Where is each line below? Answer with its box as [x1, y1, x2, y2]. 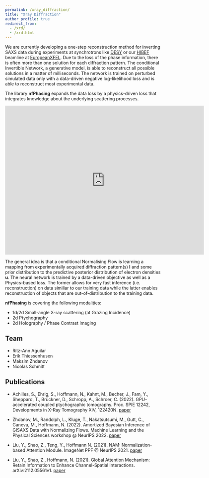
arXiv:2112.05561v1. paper [12, 467, 66, 473]
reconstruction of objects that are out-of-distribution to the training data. [5, 290, 154, 296]
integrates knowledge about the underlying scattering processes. [5, 96, 139, 102]
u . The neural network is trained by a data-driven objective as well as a [5, 274, 150, 280]
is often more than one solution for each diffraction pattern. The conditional [5, 60, 159, 66]
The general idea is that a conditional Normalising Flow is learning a [5, 259, 144, 265]
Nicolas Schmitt [12, 363, 45, 369]
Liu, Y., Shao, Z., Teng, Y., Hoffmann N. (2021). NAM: [12, 442, 121, 448]
